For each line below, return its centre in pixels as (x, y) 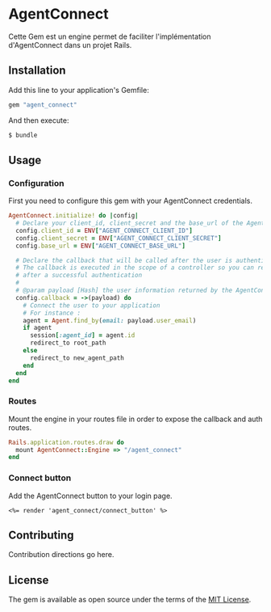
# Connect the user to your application (92, 305)
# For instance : (52, 313)
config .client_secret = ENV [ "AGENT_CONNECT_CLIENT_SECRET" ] (119, 238)
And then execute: (39, 120)
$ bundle (23, 135)
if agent (38, 328)
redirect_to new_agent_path (77, 358)
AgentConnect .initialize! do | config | (73, 216)
